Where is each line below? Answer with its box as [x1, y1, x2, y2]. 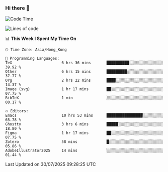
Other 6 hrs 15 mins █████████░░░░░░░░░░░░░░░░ [5, 69, 163, 74]
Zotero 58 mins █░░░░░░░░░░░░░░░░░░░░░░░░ [5, 139, 163, 144]
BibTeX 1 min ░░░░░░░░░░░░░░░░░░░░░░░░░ [5, 95, 163, 101]
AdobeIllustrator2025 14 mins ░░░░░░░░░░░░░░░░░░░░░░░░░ [5, 148, 163, 153]
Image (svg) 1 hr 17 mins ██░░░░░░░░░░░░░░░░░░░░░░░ [5, 87, 163, 92]
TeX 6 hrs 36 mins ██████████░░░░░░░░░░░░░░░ [5, 60, 163, 66]
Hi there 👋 [5, 5, 30, 12]
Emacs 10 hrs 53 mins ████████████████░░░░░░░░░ [5, 113, 163, 118]
